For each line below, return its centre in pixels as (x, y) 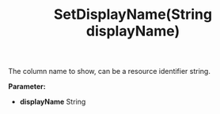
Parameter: (27, 86)
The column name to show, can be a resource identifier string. (110, 72)
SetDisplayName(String (133, 15)
